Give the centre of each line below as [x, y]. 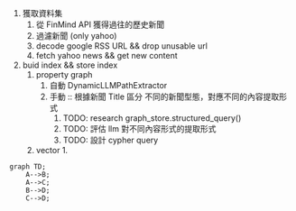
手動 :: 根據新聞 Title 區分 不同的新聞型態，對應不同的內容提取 [164, 96]
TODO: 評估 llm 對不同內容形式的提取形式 [139, 128]
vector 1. [52, 150]
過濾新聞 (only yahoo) [76, 36]
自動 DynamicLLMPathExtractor [108, 85]
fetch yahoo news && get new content [106, 55]
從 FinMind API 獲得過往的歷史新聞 [100, 24]
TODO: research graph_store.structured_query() [152, 118]
